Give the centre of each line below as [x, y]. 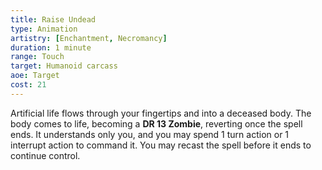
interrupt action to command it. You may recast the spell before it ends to [161, 145]
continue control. [45, 155]
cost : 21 [28, 85]
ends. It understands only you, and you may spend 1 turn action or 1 [150, 134]
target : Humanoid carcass [64, 66]
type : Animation [44, 29]
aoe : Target [35, 76]
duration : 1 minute [51, 47]
